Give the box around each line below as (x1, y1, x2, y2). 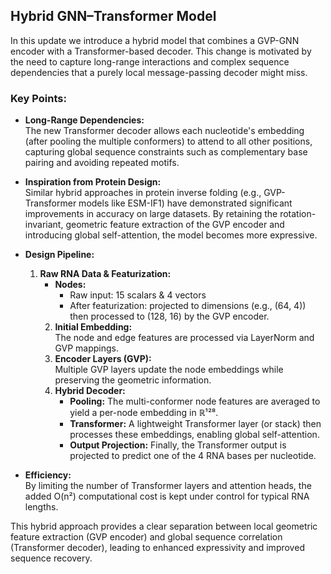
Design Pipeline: (24, 249, 95, 261)
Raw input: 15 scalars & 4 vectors (69, 289, 207, 301)
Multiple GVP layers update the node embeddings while (54, 364, 284, 376)
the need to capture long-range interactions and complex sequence (10, 55, 290, 68)
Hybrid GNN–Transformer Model (10, 8, 217, 25)
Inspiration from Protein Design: (24, 176, 162, 188)
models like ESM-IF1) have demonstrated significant (78, 197, 293, 209)
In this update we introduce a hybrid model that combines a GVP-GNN (10, 34, 300, 46)
